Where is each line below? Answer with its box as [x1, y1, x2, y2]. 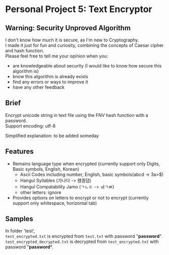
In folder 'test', [5, 228, 35, 234]
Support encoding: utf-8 [5, 122, 55, 129]
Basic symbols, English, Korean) [12, 166, 80, 172]
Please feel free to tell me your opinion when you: [5, 53, 108, 59]
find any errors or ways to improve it [12, 79, 88, 85]
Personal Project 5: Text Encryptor [5, 4, 152, 15]
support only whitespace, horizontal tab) [12, 200, 97, 206]
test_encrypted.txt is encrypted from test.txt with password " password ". [5, 233, 163, 239]
